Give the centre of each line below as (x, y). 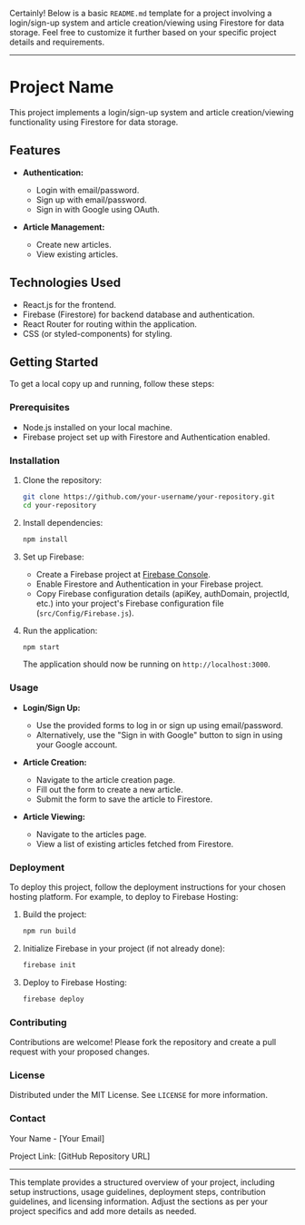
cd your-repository (59, 505)
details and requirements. (57, 42)
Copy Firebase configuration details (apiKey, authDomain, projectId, (163, 593)
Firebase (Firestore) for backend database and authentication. (138, 314)
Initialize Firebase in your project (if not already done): (123, 948)
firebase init (49, 965)
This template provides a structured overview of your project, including (142, 1182)
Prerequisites (39, 408)
